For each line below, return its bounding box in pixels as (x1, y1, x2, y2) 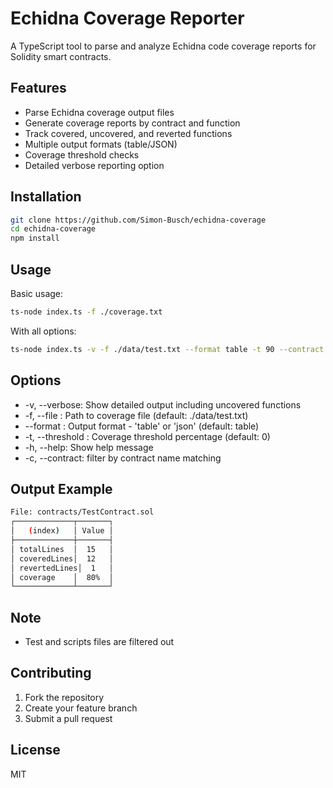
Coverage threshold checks (24, 148, 140, 161)
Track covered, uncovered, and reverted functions (24, 127, 233, 139)
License (10, 742, 61, 759)
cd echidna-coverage (10, 224, 97, 234)
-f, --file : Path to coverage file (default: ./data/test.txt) (24, 409, 249, 421)
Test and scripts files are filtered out (24, 636, 175, 648)
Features (10, 80, 67, 97)
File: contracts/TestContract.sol (10, 507, 155, 517)
